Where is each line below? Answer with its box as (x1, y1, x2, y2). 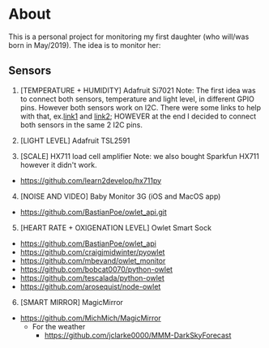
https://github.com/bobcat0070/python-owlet (19, 264, 173, 274)
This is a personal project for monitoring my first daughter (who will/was (8, 32, 250, 41)
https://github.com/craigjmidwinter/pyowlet (19, 247, 165, 256)
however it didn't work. (19, 160, 97, 170)
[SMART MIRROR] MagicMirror (19, 297, 124, 307)
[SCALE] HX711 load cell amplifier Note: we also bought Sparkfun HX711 (19, 151, 259, 161)
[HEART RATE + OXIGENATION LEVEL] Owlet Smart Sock (19, 222, 212, 232)
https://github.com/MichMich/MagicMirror (19, 313, 162, 323)
